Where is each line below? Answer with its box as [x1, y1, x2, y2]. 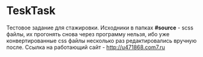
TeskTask [6, 4, 56, 18]
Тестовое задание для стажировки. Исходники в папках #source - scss [6, 24, 194, 31]
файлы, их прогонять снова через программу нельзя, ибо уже [6, 30, 170, 37]
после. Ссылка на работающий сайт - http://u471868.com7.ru [6, 44, 165, 51]
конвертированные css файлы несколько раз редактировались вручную [6, 37, 197, 44]
